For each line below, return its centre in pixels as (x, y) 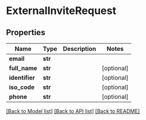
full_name (23, 68)
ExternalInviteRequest (61, 11)
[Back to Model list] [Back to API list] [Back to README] (73, 111)
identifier (22, 78)
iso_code (22, 87)
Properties (26, 32)
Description (79, 49)
